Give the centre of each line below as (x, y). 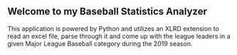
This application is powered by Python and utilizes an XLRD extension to (113, 28)
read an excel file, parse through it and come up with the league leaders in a (119, 36)
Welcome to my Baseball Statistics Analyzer (107, 12)
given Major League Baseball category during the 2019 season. (100, 43)
